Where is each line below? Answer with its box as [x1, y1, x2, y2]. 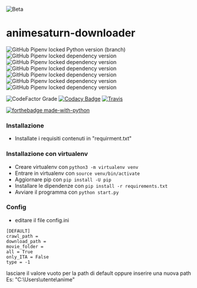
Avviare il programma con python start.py [14, 188, 119, 196]
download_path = [6, 238, 46, 244]
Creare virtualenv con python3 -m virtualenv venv [14, 163, 138, 170]
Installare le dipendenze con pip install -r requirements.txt [14, 182, 168, 189]
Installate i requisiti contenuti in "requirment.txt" [14, 135, 132, 142]
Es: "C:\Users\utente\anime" [6, 276, 75, 283]
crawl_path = [6, 233, 39, 239]
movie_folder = [6, 244, 44, 249]
